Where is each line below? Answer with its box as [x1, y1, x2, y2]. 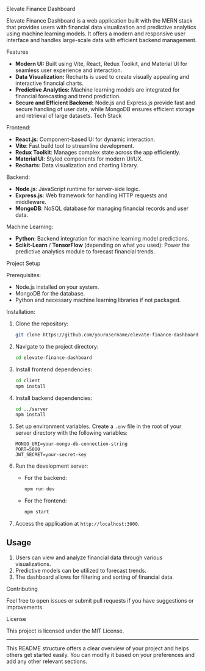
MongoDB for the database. [15, 290, 85, 297]
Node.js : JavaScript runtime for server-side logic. [15, 186, 140, 192]
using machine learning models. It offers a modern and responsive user [6, 30, 186, 37]
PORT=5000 [15, 446, 41, 452]
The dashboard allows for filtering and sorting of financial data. [15, 573, 174, 581]
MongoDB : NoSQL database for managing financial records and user [15, 205, 189, 212]
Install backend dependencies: [15, 394, 93, 402]
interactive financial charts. [15, 79, 84, 87]
